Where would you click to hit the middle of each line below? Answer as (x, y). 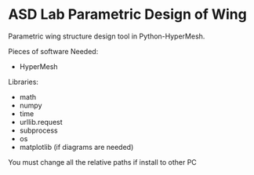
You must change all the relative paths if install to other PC (103, 162)
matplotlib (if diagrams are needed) (76, 147)
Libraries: (24, 82)
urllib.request (41, 122)
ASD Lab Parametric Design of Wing (127, 15)
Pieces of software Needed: (53, 51)
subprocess (38, 130)
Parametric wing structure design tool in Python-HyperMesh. (107, 36)
